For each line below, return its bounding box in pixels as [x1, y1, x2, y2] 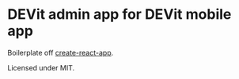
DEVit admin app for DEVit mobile [7, 5, 232, 23]
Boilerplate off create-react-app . [7, 48, 114, 57]
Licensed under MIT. [7, 63, 75, 72]
